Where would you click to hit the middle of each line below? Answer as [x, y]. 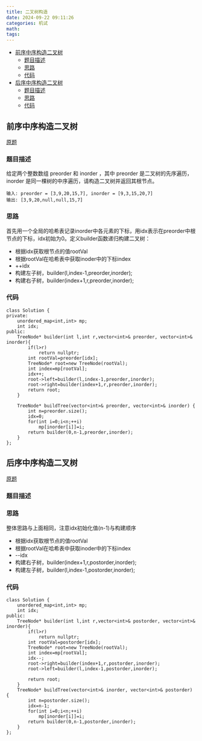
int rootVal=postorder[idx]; [65, 642]
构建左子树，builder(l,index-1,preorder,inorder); [74, 272]
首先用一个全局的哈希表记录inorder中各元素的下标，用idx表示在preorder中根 [101, 231]
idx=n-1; [39, 706]
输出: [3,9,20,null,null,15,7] [45, 200]
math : [13, 29]
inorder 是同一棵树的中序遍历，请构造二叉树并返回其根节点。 [82, 181]
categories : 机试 [27, 23]
